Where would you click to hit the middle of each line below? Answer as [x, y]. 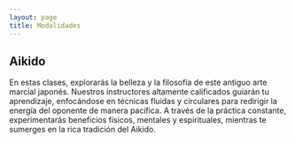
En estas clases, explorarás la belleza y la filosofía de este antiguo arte [138, 83]
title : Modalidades [45, 26]
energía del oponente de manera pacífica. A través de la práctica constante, [148, 110]
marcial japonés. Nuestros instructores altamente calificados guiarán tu [140, 92]
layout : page [33, 17]
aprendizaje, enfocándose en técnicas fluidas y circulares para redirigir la [143, 102]
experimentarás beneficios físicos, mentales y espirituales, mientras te [138, 120]
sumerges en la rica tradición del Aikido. [83, 130]
